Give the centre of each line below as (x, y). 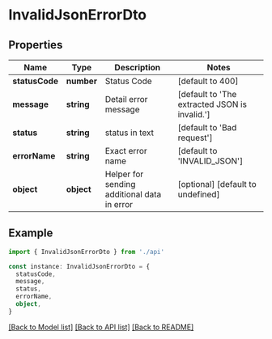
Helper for (124, 174)
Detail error (126, 99)
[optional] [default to (217, 184)
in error (119, 204)
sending (120, 184)
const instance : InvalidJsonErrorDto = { (79, 266)
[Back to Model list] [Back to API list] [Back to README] (101, 327)
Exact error (126, 151)
